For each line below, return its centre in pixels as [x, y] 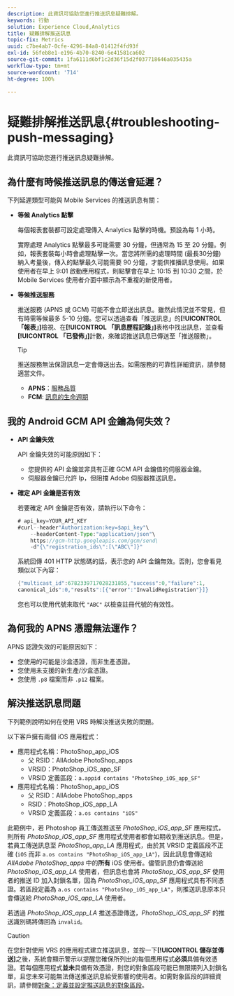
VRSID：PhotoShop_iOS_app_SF [74, 769]
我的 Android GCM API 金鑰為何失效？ [90, 421]
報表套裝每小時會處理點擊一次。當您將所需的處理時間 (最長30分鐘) [125, 254]
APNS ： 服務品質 [52, 388]
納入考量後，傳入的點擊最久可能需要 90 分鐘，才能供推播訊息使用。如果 [121, 262]
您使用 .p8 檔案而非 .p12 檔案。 [63, 679]
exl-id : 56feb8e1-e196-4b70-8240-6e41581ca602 [76, 53]
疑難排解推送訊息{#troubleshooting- [114, 122]
